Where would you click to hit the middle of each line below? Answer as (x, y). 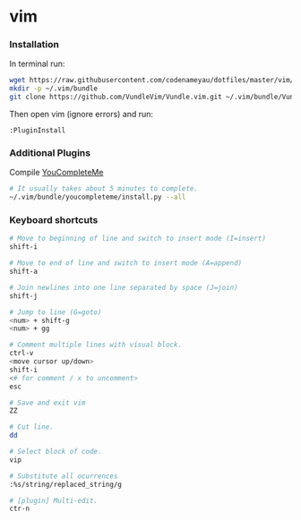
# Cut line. (31, 427)
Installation (34, 45)
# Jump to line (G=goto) (56, 312)
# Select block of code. (56, 452)
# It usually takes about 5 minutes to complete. (104, 189)
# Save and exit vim (48, 403)
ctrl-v (21, 354)
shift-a (24, 272)
